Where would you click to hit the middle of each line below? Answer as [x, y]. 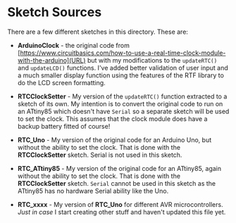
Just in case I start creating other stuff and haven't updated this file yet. [122, 212]
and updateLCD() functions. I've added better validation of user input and [123, 68]
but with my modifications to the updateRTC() [152, 60]
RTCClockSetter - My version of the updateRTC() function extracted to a [122, 96]
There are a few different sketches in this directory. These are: [98, 32]
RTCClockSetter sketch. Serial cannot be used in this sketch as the [117, 183]
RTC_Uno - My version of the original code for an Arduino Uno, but [114, 140]
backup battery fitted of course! [64, 126]
